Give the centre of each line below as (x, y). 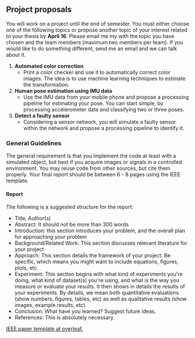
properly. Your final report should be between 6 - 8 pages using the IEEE (93, 175)
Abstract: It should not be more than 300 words (72, 225)
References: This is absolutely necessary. (65, 318)
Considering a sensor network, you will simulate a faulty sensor (100, 121)
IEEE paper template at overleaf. (45, 329)
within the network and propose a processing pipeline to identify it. (104, 128)
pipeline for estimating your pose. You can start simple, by (93, 103)
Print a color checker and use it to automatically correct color (97, 72)
